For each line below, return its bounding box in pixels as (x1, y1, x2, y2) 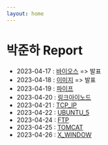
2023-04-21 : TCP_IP (16, 100, 78, 109)
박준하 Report (6, 43, 83, 58)
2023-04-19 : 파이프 (16, 84, 74, 93)
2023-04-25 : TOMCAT (16, 123, 84, 131)
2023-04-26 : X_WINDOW (16, 130, 92, 139)
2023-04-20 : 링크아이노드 (16, 93, 91, 101)
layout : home (6, 10, 44, 17)
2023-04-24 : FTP (16, 116, 70, 124)
